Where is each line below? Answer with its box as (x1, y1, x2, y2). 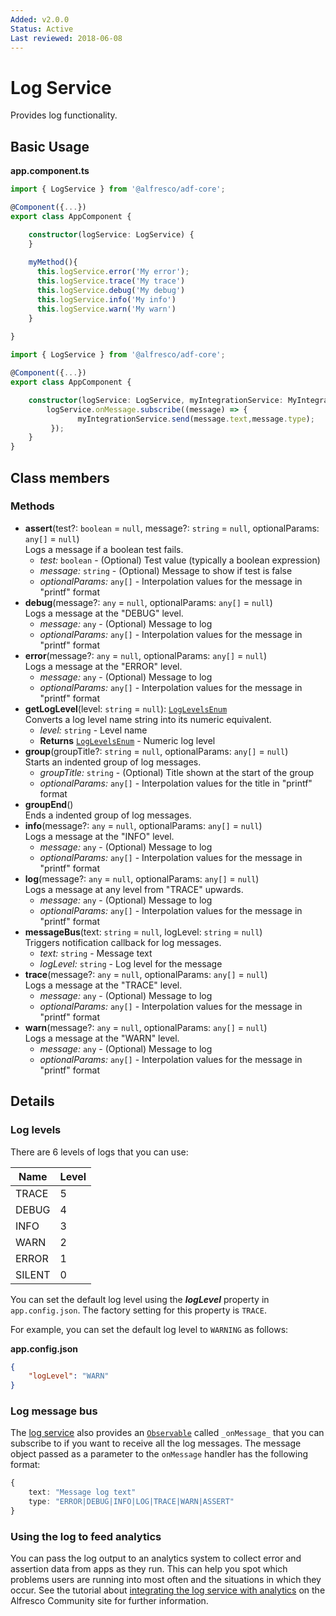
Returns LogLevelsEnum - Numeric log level (39, 734, 216, 746)
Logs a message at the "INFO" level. (24, 830, 175, 842)
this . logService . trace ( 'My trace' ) (36, 276, 186, 286)
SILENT (15, 1267, 51, 1281)
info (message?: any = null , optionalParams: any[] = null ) (24, 819, 263, 831)
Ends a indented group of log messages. (24, 809, 192, 821)
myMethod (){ (28, 257, 78, 268)
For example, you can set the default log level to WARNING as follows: (10, 1323, 289, 1335)
